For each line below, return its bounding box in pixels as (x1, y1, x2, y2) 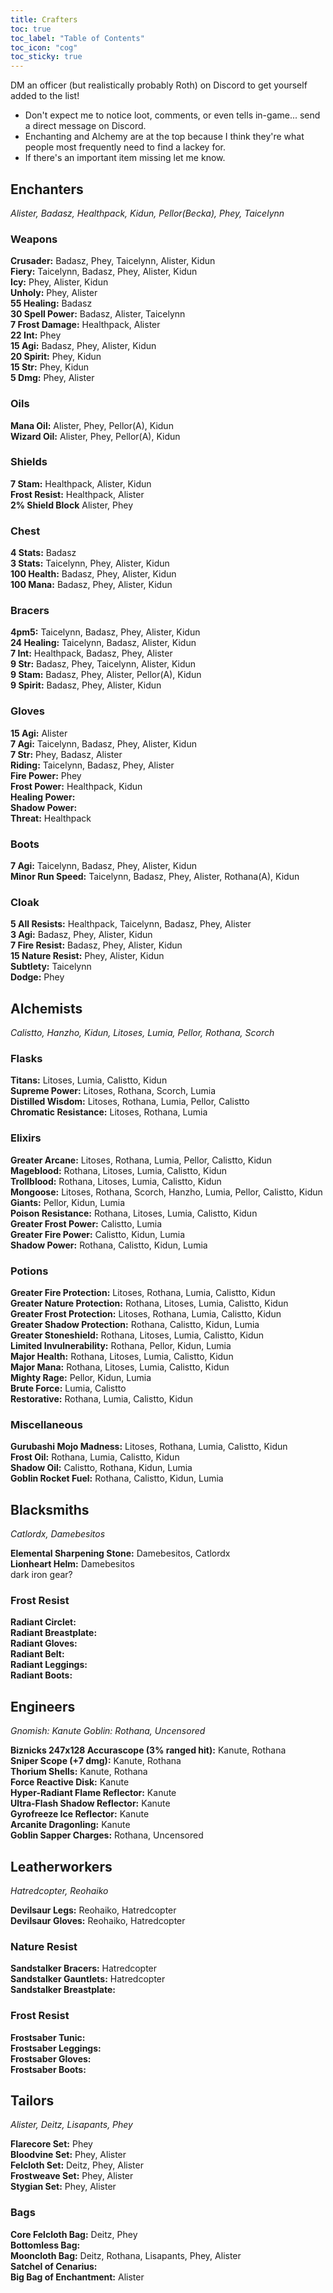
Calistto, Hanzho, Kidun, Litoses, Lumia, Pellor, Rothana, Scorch (10, 1027, 275, 1039)
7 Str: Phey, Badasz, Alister (10, 748, 123, 760)
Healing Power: (10, 791, 76, 803)
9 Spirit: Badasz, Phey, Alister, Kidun (10, 679, 162, 691)
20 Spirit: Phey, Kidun (10, 351, 102, 363)
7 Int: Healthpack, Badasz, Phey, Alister (10, 647, 173, 660)
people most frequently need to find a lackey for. (24, 141, 227, 153)
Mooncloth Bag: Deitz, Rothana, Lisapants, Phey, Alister (10, 2249, 242, 2261)
